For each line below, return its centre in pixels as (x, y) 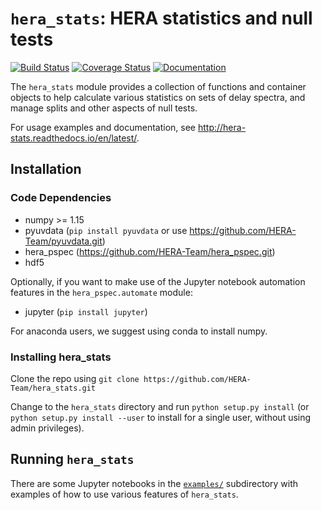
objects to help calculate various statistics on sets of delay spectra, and (158, 97)
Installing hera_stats (61, 357)
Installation (46, 169)
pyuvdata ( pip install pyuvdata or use (106, 230)
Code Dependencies (61, 198)
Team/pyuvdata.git (63, 241)
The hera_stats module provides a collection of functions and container (158, 86)
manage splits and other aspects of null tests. (104, 108)
